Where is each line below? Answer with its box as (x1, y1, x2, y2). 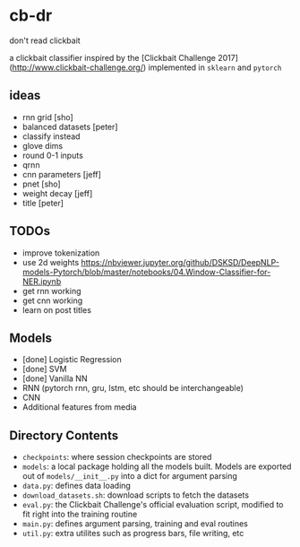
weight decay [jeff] (21, 187, 93, 198)
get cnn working (21, 295, 83, 306)
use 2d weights (21, 256, 80, 267)
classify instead (21, 131, 81, 142)
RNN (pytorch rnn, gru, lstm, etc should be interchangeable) (21, 383, 244, 394)
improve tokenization (21, 247, 100, 258)
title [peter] (21, 197, 64, 208)
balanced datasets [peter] (21, 121, 118, 132)
